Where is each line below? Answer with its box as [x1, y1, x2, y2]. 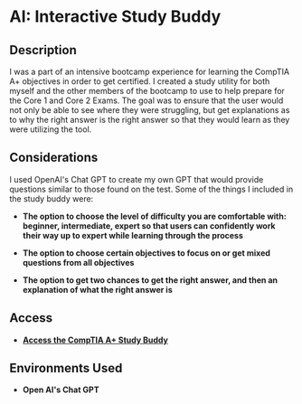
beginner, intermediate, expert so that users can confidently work [22, 220, 276, 231]
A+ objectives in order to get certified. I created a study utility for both [9, 76, 270, 87]
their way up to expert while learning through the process [22, 230, 244, 240]
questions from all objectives [22, 257, 135, 268]
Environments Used [9, 361, 123, 376]
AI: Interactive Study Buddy [9, 6, 222, 27]
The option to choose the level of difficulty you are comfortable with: [22, 211, 287, 221]
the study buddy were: [9, 193, 94, 204]
